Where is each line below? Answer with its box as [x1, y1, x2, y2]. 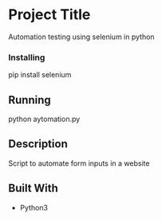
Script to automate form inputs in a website [8, 158, 150, 168]
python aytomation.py [8, 114, 81, 124]
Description [8, 137, 68, 151]
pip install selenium [8, 70, 72, 80]
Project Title [8, 6, 91, 24]
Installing [8, 52, 45, 63]
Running [8, 93, 52, 107]
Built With [8, 182, 58, 195]
